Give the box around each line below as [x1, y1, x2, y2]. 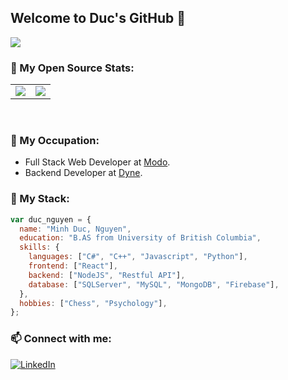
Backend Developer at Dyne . [24, 167, 143, 179]
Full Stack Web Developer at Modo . [24, 156, 171, 168]
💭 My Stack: [10, 192, 70, 206]
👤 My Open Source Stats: [10, 61, 135, 75]
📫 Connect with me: [10, 332, 112, 346]
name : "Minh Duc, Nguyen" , [19, 224, 132, 234]
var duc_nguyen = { [10, 214, 92, 225]
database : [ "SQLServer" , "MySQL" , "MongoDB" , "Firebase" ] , [28, 279, 280, 290]
